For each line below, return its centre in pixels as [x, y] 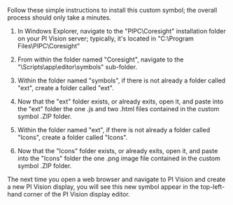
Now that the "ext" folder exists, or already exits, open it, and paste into [120, 101]
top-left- [213, 187]
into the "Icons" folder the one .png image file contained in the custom [119, 158]
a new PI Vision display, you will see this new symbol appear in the [103, 187]
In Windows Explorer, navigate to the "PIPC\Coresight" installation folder [121, 31]
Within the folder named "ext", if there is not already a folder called [114, 130]
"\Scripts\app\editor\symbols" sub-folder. [77, 67]
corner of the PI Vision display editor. [77, 194]
